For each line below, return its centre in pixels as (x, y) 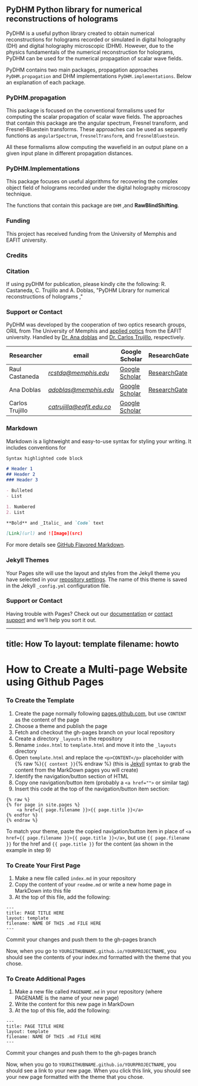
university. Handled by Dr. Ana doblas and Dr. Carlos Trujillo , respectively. (95, 337)
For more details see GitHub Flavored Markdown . (66, 545)
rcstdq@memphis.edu (79, 373)
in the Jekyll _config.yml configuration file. (58, 586)
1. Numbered (21, 507)
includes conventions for (36, 447)
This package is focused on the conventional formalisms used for (85, 110)
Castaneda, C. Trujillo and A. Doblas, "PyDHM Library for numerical (88, 290)
